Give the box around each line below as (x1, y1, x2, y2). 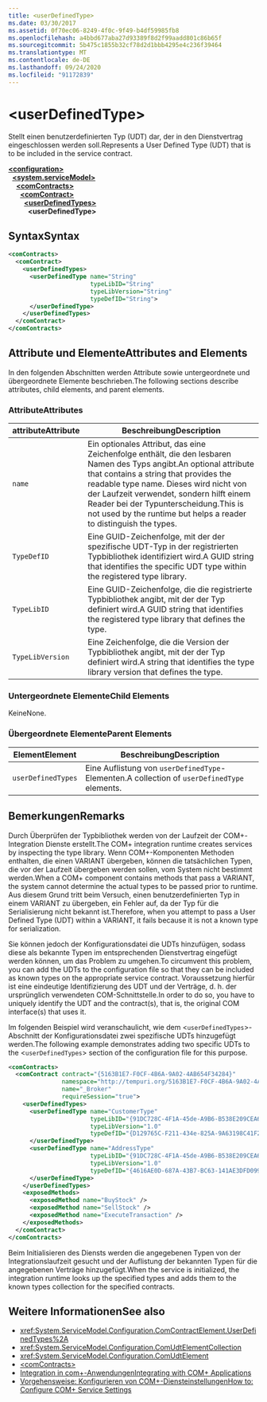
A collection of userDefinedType (126, 772, 245, 783)
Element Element (13, 749, 77, 760)
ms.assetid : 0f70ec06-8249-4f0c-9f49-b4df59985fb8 (8, 26, 180, 34)
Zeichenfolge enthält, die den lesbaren (87, 448, 232, 460)
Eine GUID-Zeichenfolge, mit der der (87, 531, 225, 542)
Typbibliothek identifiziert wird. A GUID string (87, 551, 254, 562)
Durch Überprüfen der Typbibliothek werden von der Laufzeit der (8, 830, 222, 840)
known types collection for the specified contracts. (8, 1282, 175, 1291)
